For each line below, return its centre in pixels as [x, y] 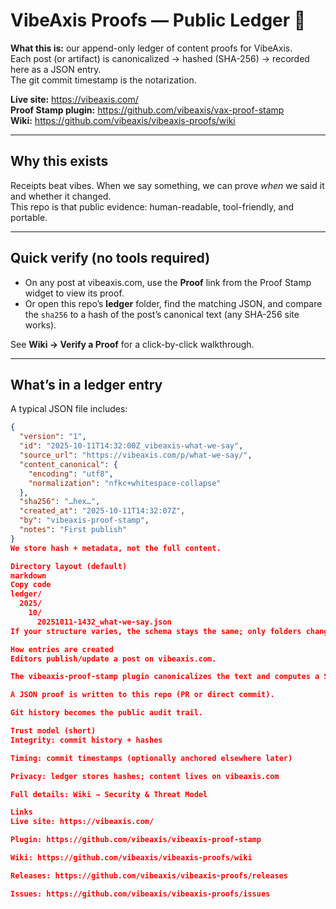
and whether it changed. [61, 196]
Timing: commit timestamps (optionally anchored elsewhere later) [151, 758]
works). [40, 325]
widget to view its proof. [74, 293]
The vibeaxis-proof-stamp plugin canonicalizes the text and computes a [165, 677]
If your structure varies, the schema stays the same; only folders [156, 631]
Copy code [31, 585]
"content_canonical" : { [68, 464]
